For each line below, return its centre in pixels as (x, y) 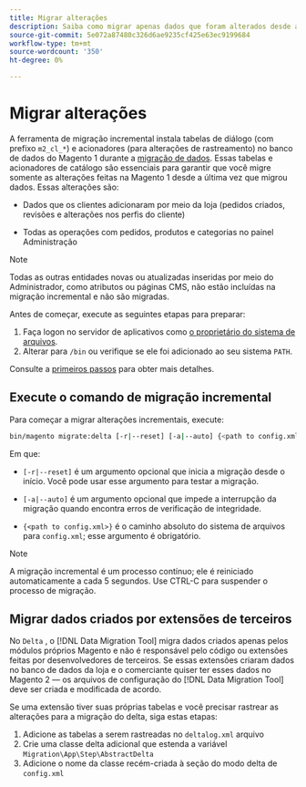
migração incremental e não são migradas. (90, 296)
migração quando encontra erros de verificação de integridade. (142, 508)
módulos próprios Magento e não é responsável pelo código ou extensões (149, 651)
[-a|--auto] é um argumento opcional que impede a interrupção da (149, 499)
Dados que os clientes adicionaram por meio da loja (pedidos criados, (153, 204)
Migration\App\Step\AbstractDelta (88, 755)
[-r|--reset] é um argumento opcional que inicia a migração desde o (153, 471)
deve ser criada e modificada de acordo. (86, 689)
